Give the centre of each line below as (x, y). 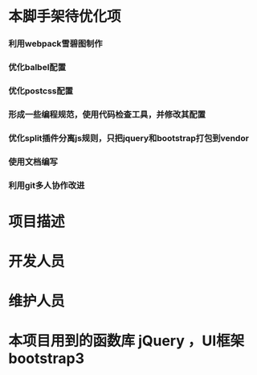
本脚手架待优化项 (65, 16)
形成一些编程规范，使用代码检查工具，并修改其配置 (107, 114)
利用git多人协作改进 (47, 185)
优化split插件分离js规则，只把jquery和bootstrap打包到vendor (128, 138)
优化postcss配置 (41, 91)
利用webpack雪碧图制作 (55, 43)
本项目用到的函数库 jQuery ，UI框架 (126, 341)
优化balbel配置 (37, 68)
